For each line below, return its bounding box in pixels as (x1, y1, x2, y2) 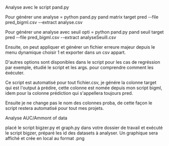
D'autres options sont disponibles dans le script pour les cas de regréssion (5, 59, 160, 65)
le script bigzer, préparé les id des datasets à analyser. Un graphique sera (5, 130, 158, 136)
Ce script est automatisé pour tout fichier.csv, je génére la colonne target (5, 80, 157, 85)
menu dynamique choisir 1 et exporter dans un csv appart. (5, 50, 126, 55)
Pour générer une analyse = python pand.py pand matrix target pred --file (5, 14, 158, 20)
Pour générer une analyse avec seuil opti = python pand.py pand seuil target (5, 29, 164, 35)
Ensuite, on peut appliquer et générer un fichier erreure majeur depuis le (5, 44, 155, 50)
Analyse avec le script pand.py (5, 5, 69, 10)
